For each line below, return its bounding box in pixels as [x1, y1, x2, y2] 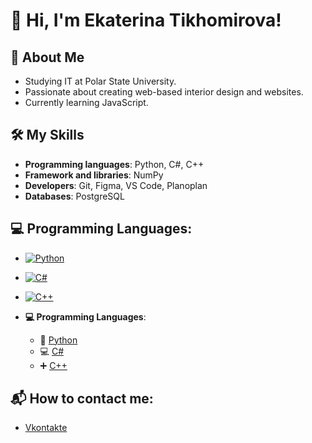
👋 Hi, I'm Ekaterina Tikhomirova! [10, 9, 282, 32]
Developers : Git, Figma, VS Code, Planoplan [24, 179, 208, 191]
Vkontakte [24, 422, 68, 434]
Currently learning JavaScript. [24, 97, 149, 108]
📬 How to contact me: [10, 390, 154, 408]
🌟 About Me [10, 49, 85, 66]
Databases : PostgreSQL [24, 190, 125, 202]
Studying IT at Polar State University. [24, 75, 177, 87]
